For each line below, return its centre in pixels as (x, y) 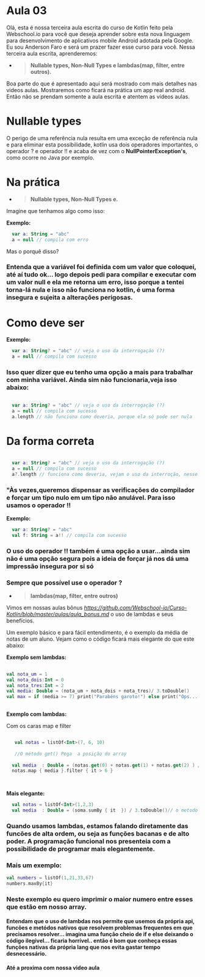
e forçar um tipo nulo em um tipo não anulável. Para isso (91, 497)
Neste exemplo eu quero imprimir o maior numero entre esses (100, 899)
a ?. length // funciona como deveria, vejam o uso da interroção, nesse (105, 474)
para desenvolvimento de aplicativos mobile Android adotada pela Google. (100, 40)
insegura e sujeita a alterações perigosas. (70, 298)
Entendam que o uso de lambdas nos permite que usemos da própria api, (101, 921)
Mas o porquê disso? (33, 251)
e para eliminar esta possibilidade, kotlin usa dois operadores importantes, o (102, 145)
